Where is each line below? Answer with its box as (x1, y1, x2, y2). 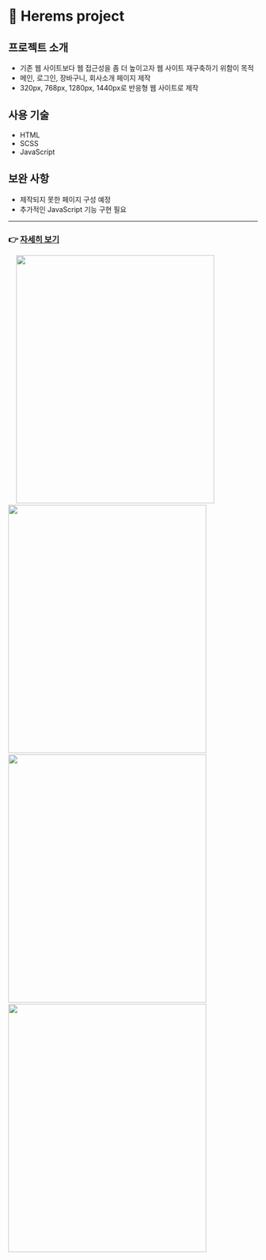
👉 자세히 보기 (8, 233, 59, 245)
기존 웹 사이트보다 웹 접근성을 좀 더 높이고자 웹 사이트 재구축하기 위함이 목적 (19, 64, 255, 72)
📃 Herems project (8, 7, 125, 25)
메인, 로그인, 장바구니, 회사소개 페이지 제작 (19, 73, 151, 83)
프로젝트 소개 (8, 40, 69, 54)
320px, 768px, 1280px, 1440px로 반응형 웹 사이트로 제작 (19, 83, 199, 92)
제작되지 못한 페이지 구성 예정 (19, 195, 111, 204)
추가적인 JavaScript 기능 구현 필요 (19, 204, 127, 214)
